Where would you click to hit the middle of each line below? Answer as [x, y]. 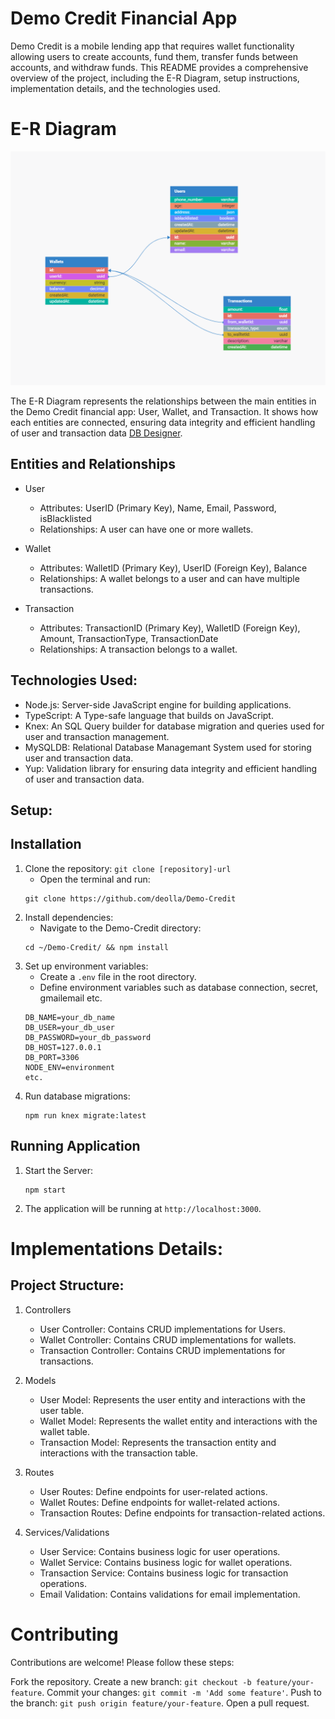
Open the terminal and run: [95, 879]
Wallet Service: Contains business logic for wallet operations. [166, 1562]
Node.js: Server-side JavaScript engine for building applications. [158, 704]
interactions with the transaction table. [119, 1453]
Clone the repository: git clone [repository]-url [128, 868]
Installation [46, 844]
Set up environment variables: [86, 966]
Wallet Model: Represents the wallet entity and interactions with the [178, 1421]
